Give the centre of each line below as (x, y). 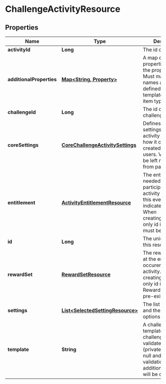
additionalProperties (32, 79)
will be (150, 374)
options (151, 317)
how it (150, 142)
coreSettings (23, 145)
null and (152, 356)
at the (149, 259)
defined (152, 89)
